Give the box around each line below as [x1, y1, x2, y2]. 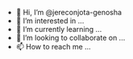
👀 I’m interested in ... [15, 16, 85, 26]
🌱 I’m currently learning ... [15, 25, 102, 33]
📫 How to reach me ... [15, 42, 91, 51]
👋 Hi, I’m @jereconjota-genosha [15, 8, 123, 17]
